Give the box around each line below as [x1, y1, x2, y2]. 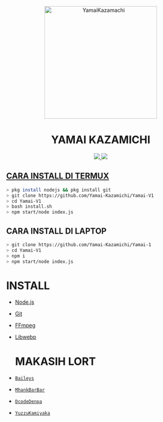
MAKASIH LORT [14, 354, 96, 368]
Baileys [14, 375, 34, 382]
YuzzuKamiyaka [14, 411, 50, 417]
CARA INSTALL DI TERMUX [6, 171, 110, 181]
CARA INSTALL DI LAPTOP [6, 226, 107, 236]
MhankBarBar [14, 387, 45, 393]
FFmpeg [14, 322, 36, 329]
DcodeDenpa [14, 399, 43, 405]
